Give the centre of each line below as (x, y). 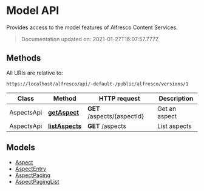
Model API (33, 11)
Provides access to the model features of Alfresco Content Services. (92, 27)
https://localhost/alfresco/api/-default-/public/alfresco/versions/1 (97, 84)
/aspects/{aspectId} (116, 116)
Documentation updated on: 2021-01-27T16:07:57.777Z (90, 39)
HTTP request (119, 98)
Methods (24, 58)
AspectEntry (31, 169)
